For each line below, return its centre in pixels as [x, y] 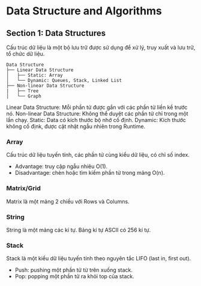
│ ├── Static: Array [34, 75]
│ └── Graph [24, 96]
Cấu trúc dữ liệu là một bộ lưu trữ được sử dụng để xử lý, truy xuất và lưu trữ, [101, 47]
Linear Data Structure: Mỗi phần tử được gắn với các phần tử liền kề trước [97, 107]
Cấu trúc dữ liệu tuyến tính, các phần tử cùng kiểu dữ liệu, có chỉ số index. [98, 155]
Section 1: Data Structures [56, 33]
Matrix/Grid [23, 188]
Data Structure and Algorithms [84, 11]
